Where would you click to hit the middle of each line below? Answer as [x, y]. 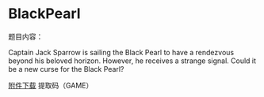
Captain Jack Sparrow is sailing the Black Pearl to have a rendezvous [121, 52]
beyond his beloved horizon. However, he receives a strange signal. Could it [132, 61]
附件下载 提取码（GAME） [51, 85]
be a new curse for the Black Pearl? [66, 69]
